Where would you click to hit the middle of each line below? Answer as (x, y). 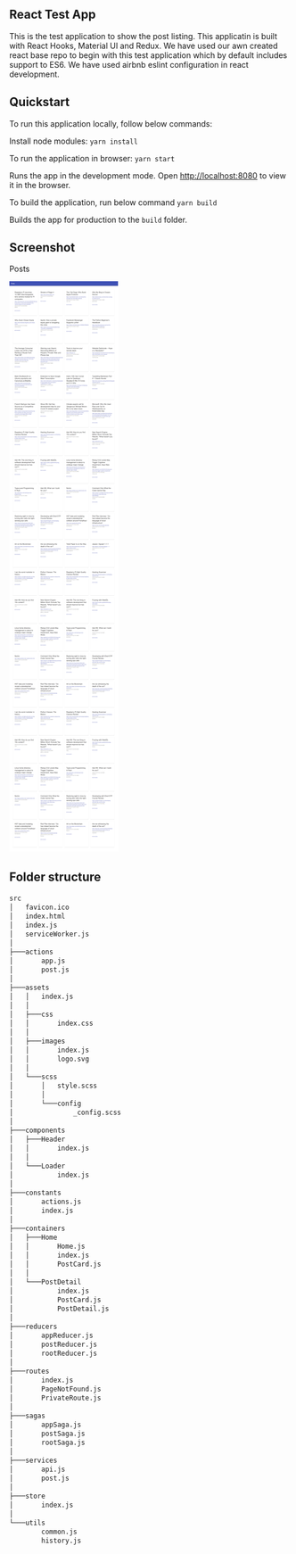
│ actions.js (45, 1202)
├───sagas (28, 1416)
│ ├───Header (37, 1140)
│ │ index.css (51, 1024)
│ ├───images (37, 1042)
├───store (28, 1496)
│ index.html (37, 917)
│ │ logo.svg (49, 1059)
